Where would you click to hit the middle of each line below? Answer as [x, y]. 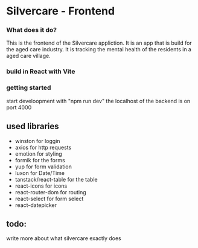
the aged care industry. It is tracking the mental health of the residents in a [99, 49]
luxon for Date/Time [40, 173]
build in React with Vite [41, 72]
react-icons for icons [41, 186]
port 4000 [19, 107]
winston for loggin [37, 141]
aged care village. [28, 56]
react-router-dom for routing [50, 192]
